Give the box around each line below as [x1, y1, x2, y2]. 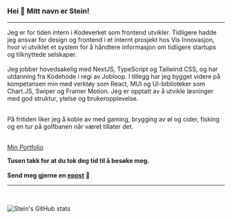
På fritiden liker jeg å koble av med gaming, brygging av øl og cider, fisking [7, 115, 220, 124]
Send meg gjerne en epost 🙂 [7, 171, 90, 180]
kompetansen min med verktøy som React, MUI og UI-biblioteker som [7, 79, 206, 88]
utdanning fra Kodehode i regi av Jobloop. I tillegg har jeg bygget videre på [7, 73, 221, 81]
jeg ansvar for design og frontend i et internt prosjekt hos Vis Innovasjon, [7, 36, 215, 44]
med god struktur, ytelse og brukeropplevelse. [7, 95, 139, 103]
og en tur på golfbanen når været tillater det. [7, 122, 134, 131]
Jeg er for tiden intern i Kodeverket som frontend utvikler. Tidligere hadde [7, 28, 217, 37]
